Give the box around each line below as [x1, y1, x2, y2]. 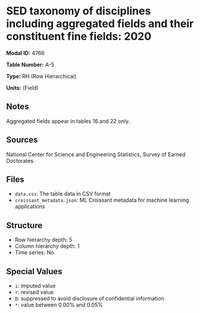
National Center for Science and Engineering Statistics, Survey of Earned [6, 151, 186, 158]
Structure [6, 220, 43, 230]
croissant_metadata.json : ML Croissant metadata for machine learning [14, 196, 189, 204]
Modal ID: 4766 [6, 49, 45, 56]
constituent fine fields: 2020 [6, 30, 152, 43]
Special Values [6, 266, 63, 276]
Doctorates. [6, 157, 35, 164]
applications [14, 203, 45, 210]
